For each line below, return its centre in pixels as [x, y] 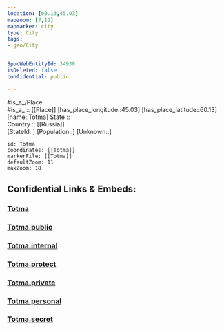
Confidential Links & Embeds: [72, 189]
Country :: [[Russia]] [36, 124]
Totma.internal [32, 245]
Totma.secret [30, 319]
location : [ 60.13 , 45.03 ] [43, 13]
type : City [23, 33]
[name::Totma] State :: [39, 117]
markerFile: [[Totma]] [40, 156]
